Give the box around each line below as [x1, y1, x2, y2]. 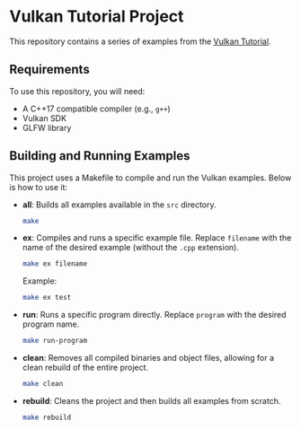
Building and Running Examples [9, 148, 190, 163]
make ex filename [22, 259, 88, 268]
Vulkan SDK [22, 112, 67, 123]
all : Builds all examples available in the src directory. [22, 199, 217, 210]
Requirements [9, 62, 90, 77]
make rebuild [22, 413, 72, 422]
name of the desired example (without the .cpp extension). [22, 242, 240, 253]
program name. [22, 319, 80, 329]
